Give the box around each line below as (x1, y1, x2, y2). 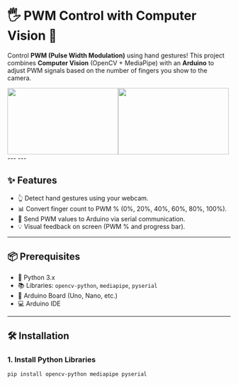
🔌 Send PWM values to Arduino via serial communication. (17, 214, 186, 223)
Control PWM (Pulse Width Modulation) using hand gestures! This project (7, 51, 225, 60)
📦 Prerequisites (7, 251, 81, 263)
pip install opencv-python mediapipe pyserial (7, 371, 147, 378)
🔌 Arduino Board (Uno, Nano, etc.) (17, 291, 118, 300)
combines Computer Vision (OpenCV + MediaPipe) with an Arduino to (7, 58, 215, 67)
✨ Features (7, 174, 57, 186)
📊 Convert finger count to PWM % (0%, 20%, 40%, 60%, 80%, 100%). (17, 204, 227, 213)
